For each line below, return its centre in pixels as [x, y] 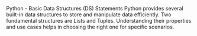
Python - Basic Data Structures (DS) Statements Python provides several [95, 8]
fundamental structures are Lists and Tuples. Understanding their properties [99, 21]
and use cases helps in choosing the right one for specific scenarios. [90, 27]
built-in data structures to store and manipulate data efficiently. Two [89, 15]
